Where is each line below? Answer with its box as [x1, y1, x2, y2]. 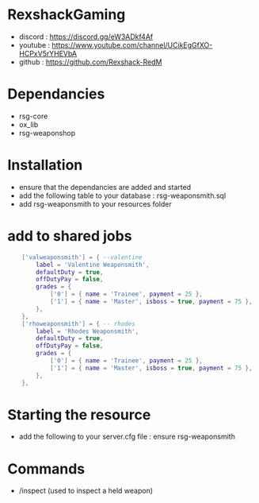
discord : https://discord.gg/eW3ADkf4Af [18, 32, 154, 41]
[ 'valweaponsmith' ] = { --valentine [21, 253, 143, 261]
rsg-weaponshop [18, 128, 76, 137]
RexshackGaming [7, 6, 126, 24]
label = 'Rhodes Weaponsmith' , [36, 327, 139, 335]
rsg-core [18, 111, 48, 121]
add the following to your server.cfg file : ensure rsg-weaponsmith [18, 431, 235, 442]
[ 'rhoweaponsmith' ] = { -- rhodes [21, 319, 135, 327]
